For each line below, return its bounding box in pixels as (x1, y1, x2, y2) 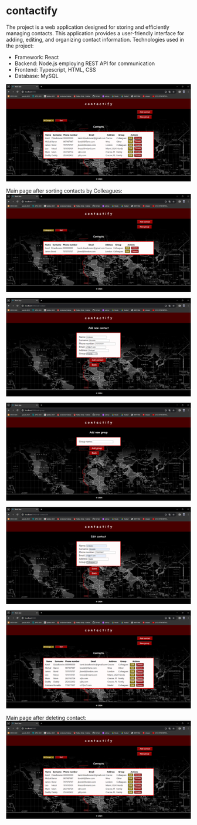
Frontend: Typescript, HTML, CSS (14, 66, 97, 73)
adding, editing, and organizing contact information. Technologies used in (6, 36, 185, 43)
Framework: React (14, 53, 59, 60)
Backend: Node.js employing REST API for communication (14, 60, 155, 67)
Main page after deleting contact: (6, 715, 87, 722)
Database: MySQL (14, 72, 59, 79)
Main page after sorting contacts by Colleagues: (6, 187, 123, 194)
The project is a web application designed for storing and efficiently (6, 23, 170, 31)
